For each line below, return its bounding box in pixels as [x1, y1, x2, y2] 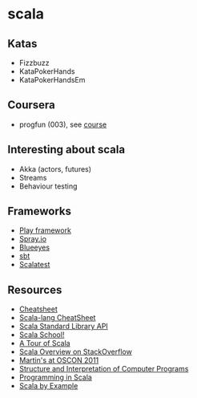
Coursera [7, 98, 55, 112]
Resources [7, 282, 62, 297]
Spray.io [18, 234, 47, 244]
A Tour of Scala [18, 339, 70, 348]
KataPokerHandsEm [18, 75, 86, 84]
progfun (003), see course [18, 120, 107, 129]
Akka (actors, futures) [18, 164, 92, 173]
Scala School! [18, 330, 65, 339]
